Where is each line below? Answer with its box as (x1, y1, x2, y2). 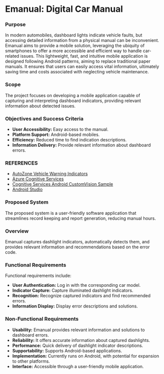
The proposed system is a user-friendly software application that (5, 210, 137, 216)
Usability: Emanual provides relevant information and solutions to (12, 327, 145, 333)
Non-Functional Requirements (5, 315, 79, 322)
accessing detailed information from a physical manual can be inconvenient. (5, 37, 160, 43)
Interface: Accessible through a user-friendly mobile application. (12, 363, 144, 369)
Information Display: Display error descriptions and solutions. (12, 303, 138, 309)
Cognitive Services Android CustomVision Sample (12, 181, 113, 187)
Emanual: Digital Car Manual (5, 3, 123, 15)
